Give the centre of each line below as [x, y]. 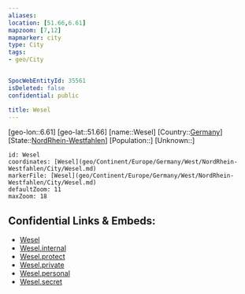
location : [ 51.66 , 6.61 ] [47, 23]
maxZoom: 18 [28, 197]
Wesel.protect [42, 257]
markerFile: [28, 176]
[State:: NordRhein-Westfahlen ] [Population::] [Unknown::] [102, 141]
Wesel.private [42, 265]
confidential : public [44, 96]
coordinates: [30, 162]
